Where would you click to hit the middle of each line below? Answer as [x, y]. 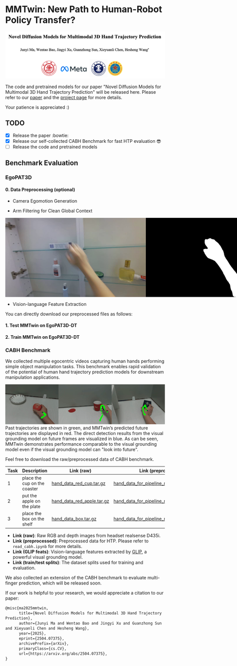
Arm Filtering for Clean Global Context [52, 211]
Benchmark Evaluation [42, 163]
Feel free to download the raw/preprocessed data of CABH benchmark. [80, 459]
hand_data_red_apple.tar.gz [81, 501]
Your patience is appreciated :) [37, 107]
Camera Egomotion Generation [45, 201]
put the [29, 496]
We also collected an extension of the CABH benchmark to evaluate [76, 577]
